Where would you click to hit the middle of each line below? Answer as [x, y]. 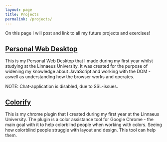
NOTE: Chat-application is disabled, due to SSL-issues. [62, 86]
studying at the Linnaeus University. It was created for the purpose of [77, 66]
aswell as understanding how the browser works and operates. [70, 77]
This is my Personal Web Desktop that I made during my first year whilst [79, 61]
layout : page [19, 10]
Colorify [18, 102]
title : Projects [22, 14]
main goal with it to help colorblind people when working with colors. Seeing [83, 125]
